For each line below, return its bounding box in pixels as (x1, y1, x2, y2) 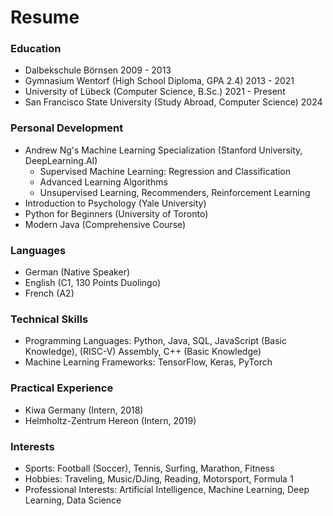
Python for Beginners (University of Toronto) (24, 207, 209, 220)
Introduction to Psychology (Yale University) (24, 197, 207, 209)
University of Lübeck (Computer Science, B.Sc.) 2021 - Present (24, 86, 286, 98)
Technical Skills (10, 312, 89, 326)
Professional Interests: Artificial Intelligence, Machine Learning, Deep (24, 483, 310, 495)
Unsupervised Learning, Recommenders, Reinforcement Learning (39, 186, 311, 198)
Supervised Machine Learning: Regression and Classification (39, 165, 292, 177)
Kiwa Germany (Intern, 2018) (24, 404, 144, 416)
